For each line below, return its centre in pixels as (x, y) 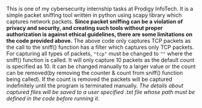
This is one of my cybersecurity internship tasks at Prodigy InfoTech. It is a (100, 9)
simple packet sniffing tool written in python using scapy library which (94, 15)
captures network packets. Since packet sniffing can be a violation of (95, 21)
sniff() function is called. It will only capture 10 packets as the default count (100, 60)
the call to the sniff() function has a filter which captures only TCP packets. (100, 47)
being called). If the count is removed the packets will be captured (89, 79)
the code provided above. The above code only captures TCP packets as (99, 41)
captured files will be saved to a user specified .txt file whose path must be (101, 92)
